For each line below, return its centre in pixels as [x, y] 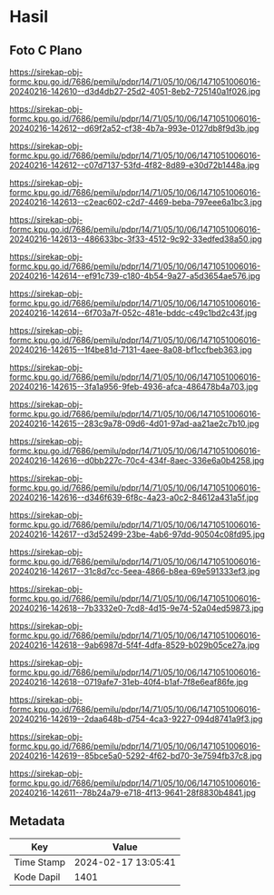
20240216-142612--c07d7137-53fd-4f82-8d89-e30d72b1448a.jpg [135, 165]
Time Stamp [40, 862]
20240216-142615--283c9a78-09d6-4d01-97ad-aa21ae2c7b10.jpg [135, 423]
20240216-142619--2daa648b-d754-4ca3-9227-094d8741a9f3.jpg [136, 719]
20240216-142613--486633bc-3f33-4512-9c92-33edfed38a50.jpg [136, 239]
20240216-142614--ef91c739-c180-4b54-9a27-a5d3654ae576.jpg [135, 276]
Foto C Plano [46, 50]
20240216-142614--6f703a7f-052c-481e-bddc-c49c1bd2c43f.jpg [133, 313]
